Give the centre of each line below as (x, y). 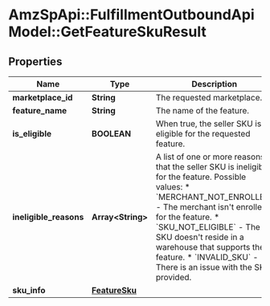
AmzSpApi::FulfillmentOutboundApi (131, 15)
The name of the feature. (202, 110)
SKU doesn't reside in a (200, 237)
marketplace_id (43, 98)
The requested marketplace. (209, 98)
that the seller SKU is (195, 167)
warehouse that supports (203, 247)
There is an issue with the (204, 267)
